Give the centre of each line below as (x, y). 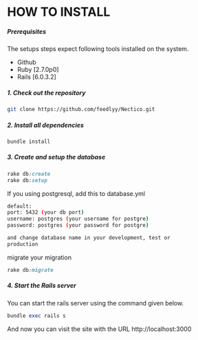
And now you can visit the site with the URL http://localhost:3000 (99, 329)
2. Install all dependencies (46, 125)
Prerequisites (27, 31)
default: (20, 206)
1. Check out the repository (46, 92)
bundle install (29, 141)
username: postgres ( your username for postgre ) (78, 219)
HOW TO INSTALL (59, 12)
